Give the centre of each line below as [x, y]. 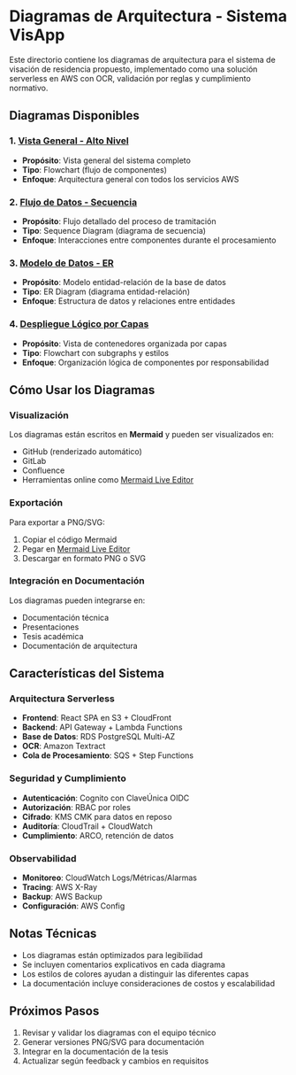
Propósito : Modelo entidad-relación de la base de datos [124, 282]
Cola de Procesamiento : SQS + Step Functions [108, 755]
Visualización [39, 415]
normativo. [29, 88]
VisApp [37, 35]
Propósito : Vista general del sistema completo [106, 160]
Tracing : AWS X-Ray [60, 887]
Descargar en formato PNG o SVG [83, 558]
